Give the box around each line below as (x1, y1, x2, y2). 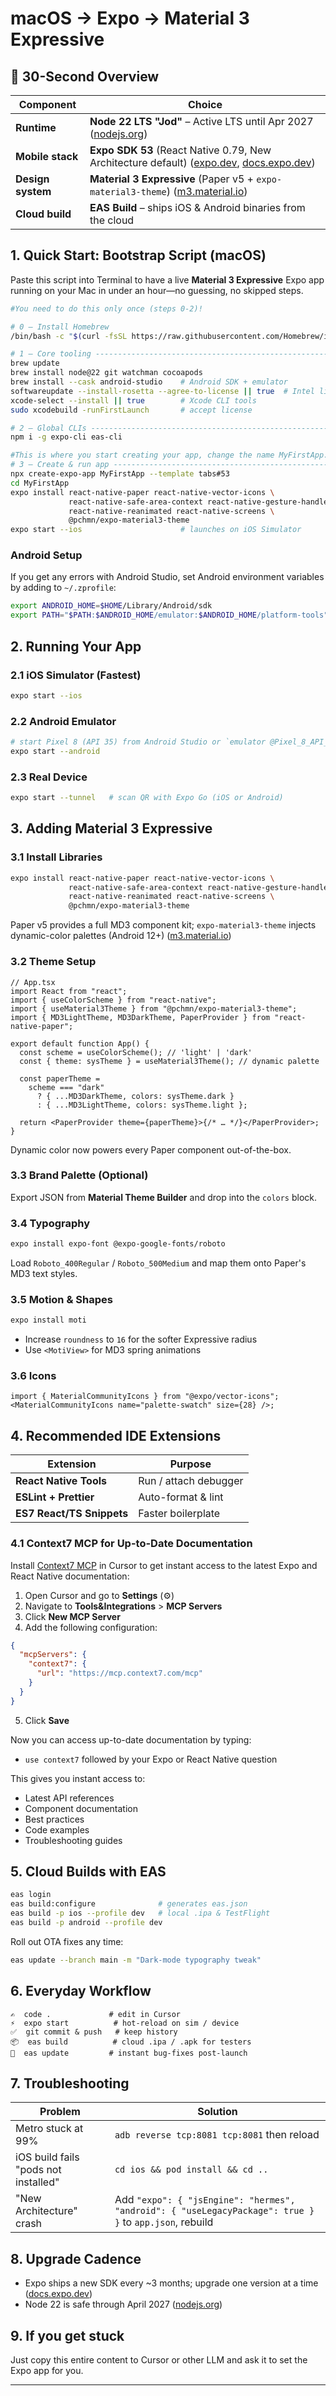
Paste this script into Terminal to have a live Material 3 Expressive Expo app (10, 273, 325, 286)
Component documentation (24, 1802, 138, 1814)
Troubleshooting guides (24, 1834, 123, 1846)
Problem (39, 2105, 81, 2119)
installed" (15, 2175, 60, 2189)
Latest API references (24, 1792, 115, 1804)
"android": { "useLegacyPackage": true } (114, 2205, 315, 2217)
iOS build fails (15, 2150, 80, 2164)
